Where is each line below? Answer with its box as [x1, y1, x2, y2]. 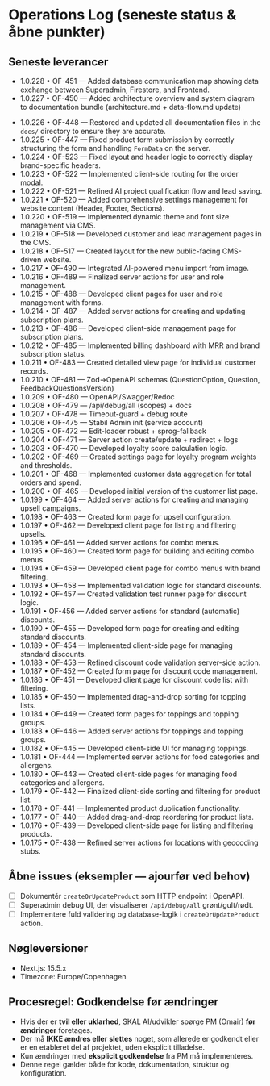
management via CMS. [19, 220, 96, 230]
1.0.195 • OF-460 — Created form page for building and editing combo [19, 546, 255, 556]
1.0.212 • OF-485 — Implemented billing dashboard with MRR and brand [19, 340, 260, 350]
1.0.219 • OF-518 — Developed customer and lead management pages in [19, 229, 262, 239]
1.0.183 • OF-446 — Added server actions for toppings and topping [19, 726, 243, 736]
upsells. [19, 529, 47, 538]
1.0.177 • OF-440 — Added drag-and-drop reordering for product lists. [19, 812, 254, 821]
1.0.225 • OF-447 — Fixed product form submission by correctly [19, 135, 235, 144]
